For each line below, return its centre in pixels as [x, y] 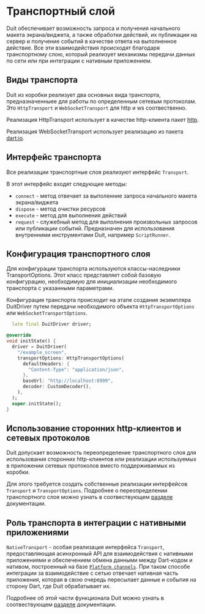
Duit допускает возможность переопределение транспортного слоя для [102, 453]
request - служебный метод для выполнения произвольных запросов [106, 222]
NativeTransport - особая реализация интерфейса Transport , [85, 547]
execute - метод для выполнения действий [71, 215]
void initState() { [31, 341]
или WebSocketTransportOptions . [47, 313]
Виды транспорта [42, 80]
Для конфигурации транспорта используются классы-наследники [93, 269]
